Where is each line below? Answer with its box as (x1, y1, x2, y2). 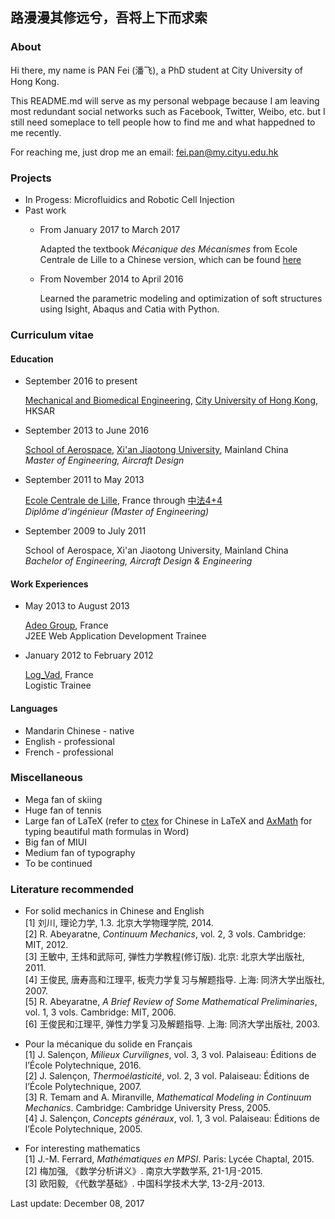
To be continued (24, 857, 93, 869)
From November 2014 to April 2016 (39, 273, 184, 285)
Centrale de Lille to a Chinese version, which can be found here (39, 253, 302, 265)
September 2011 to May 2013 (24, 474, 145, 486)
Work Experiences (10, 578, 89, 590)
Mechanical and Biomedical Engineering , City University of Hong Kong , (24, 394, 319, 407)
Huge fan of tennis (24, 804, 102, 816)
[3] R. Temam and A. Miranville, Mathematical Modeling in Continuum (24, 1091, 312, 1103)
